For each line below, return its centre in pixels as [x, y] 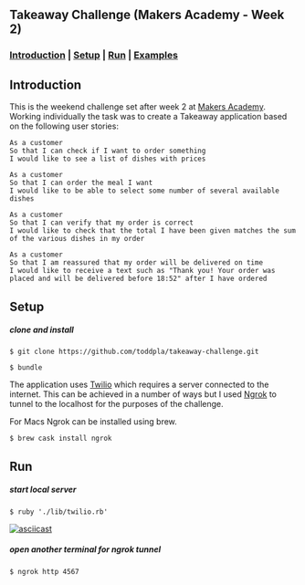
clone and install [42, 330]
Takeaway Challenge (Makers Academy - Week [147, 15]
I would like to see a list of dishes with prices [108, 159]
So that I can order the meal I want [81, 183]
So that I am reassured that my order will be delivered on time [136, 263]
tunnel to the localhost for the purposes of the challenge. [116, 404]
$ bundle [26, 368]
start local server [43, 490]
